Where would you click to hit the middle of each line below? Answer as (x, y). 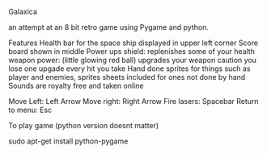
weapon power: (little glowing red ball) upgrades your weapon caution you (133, 60)
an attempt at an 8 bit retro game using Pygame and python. (108, 27)
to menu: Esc (30, 110)
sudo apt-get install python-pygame (68, 141)
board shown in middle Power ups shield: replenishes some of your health (131, 51)
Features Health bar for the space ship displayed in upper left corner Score (133, 43)
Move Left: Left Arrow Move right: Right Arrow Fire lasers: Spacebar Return (133, 101)
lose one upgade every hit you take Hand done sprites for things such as (129, 69)
